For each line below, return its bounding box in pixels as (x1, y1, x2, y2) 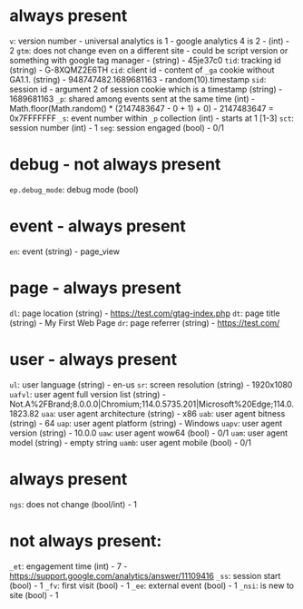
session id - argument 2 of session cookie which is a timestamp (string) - (9, 83, 283, 94)
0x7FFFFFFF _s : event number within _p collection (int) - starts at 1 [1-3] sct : (9, 113, 295, 123)
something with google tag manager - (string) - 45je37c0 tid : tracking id (9, 54, 281, 65)
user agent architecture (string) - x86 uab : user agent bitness (57, 408, 286, 418)
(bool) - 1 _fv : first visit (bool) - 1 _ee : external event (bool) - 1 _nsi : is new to (9, 580, 295, 591)
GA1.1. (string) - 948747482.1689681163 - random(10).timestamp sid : (9, 74, 267, 84)
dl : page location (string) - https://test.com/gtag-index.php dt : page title (9, 308, 280, 319)
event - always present (9, 216, 186, 237)
